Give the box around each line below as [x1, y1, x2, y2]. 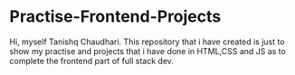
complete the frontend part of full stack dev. [9, 55, 175, 66]
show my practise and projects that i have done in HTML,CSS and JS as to [9, 45, 287, 56]
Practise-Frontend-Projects [9, 6, 222, 27]
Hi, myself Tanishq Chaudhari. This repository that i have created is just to [9, 36, 285, 47]
